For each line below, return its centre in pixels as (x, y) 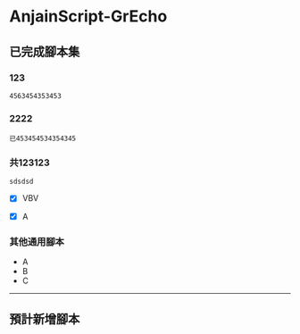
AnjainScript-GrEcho (88, 17)
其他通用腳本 (37, 241)
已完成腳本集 (45, 51)
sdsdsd (21, 182)
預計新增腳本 (45, 319)
